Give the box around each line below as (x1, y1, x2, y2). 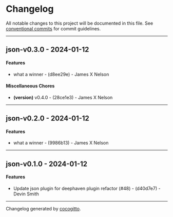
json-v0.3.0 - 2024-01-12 (6, 45, 89, 54)
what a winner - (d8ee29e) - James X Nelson (13, 71, 109, 77)
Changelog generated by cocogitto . (6, 205, 81, 211)
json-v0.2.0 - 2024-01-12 (6, 114, 89, 123)
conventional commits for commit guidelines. (6, 25, 101, 31)
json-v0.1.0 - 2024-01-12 (6, 159, 88, 168)
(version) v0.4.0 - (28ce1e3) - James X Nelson (13, 94, 113, 100)
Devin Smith (13, 191, 39, 197)
